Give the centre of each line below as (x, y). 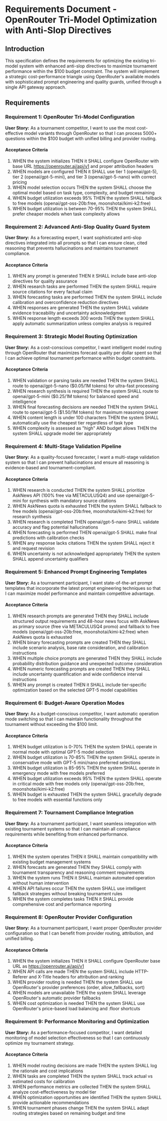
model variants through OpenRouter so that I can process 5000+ (90, 133)
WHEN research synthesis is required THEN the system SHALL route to (85, 391)
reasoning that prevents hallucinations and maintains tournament (72, 248)
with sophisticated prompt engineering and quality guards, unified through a (83, 82)
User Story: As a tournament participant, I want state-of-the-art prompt (79, 583)
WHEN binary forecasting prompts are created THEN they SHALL (79, 642)
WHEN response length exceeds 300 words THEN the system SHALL (83, 318)
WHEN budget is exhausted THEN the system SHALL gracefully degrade (87, 794)
